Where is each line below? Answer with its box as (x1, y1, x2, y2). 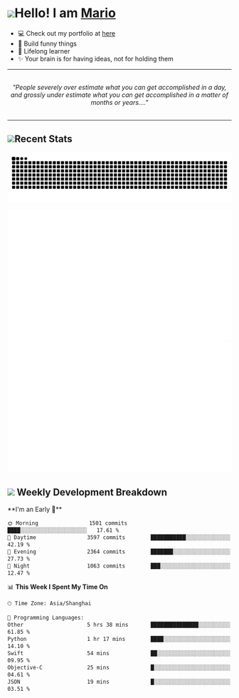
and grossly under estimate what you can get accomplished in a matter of (10, 91, 229, 99)
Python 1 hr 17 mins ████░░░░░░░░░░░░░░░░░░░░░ (7, 636, 231, 643)
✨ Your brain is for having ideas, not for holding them (17, 54, 174, 63)
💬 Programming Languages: (7, 615, 84, 622)
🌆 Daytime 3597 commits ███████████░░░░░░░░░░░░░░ (7, 534, 231, 541)
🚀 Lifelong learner (17, 46, 70, 55)
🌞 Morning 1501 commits (7, 520, 128, 527)
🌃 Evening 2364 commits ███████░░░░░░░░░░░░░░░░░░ (7, 548, 231, 555)
